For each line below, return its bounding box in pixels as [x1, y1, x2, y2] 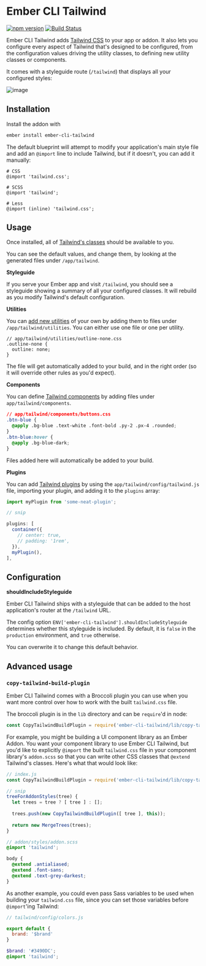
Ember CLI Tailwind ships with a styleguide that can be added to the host [6, 600, 191, 607]
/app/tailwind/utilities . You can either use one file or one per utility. [6, 324, 185, 332]
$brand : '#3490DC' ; [6, 948, 56, 954]
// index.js [6, 771, 37, 777]
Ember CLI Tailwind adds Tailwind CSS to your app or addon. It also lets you [6, 36, 198, 44]
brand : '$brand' [12, 931, 53, 937]
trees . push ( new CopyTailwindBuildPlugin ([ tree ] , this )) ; [12, 811, 166, 817]
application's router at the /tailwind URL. [6, 607, 112, 614]
